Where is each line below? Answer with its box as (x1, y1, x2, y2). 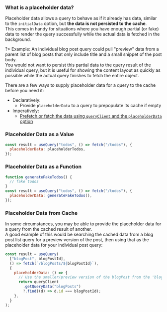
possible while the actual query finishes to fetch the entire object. (5, 73, 139, 79)
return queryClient (18, 280, 59, 285)
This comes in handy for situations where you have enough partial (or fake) (5, 26, 159, 32)
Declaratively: (12, 97, 41, 103)
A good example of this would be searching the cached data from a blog (5, 231, 154, 238)
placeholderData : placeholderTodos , (9, 147, 85, 152)
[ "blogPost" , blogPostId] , (9, 256, 66, 261)
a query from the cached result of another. (5, 226, 92, 232)
